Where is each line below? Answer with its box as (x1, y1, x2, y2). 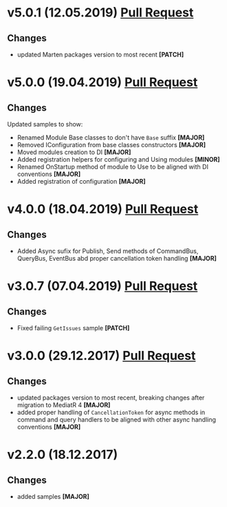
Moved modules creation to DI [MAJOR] (17, 148, 131, 156)
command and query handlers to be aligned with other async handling (17, 416, 217, 424)
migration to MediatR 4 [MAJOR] (17, 401, 111, 409)
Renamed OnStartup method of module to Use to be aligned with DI (17, 163, 208, 171)
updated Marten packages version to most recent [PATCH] (17, 50, 184, 58)
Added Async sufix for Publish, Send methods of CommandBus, (17, 247, 199, 255)
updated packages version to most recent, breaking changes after (17, 393, 205, 402)
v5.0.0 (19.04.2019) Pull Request (7, 74, 198, 90)
